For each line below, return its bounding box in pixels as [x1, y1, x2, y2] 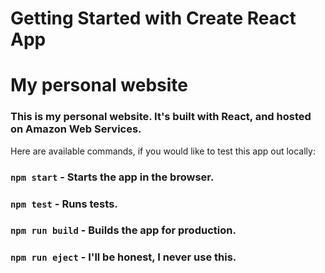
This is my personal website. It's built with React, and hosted [10, 110, 312, 124]
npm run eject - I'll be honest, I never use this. [10, 250, 237, 264]
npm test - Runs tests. [10, 197, 118, 211]
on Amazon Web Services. [10, 122, 142, 136]
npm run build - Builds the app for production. [10, 223, 237, 237]
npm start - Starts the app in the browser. [10, 170, 215, 184]
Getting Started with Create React [10, 7, 297, 30]
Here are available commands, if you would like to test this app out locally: [10, 145, 316, 157]
